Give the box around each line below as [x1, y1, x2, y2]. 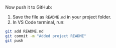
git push [5, 38, 24, 43]
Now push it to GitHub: [5, 4, 52, 10]
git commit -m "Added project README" [5, 33, 86, 38]
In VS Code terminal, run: [12, 19, 65, 25]
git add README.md [5, 29, 44, 34]
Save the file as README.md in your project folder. [12, 14, 111, 19]
